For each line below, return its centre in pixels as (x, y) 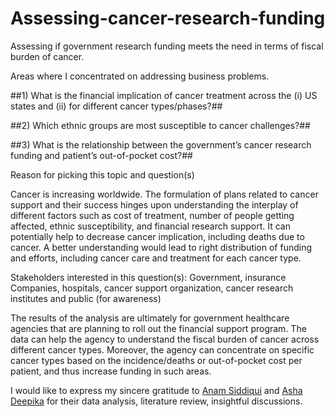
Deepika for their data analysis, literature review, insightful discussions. (156, 401)
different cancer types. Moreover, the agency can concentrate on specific (162, 349)
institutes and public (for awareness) (86, 298)
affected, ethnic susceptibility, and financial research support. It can (150, 226)
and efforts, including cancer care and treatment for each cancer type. (156, 258)
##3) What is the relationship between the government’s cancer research (161, 144)
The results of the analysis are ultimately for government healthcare (150, 318)
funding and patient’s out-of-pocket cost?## (101, 155)
